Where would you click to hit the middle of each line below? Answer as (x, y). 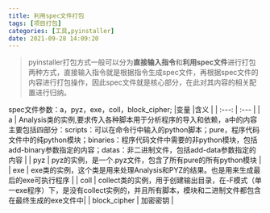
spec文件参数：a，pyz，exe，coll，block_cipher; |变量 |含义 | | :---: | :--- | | (134, 110)
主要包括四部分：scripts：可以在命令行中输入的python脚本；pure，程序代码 (134, 130)
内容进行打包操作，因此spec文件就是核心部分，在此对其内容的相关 (139, 82)
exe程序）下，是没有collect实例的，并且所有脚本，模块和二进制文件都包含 (138, 190)
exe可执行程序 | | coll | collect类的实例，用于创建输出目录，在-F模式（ (139, 180)
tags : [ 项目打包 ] (35, 23)
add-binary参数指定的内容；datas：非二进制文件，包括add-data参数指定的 (132, 150)
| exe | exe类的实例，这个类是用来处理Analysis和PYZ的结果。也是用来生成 (131, 170)
